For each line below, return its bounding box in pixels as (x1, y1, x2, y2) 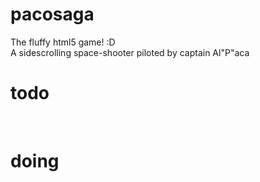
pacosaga (10, 3, 95, 26)
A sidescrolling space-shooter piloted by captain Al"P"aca (10, 46, 250, 58)
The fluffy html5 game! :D (10, 36, 116, 48)
